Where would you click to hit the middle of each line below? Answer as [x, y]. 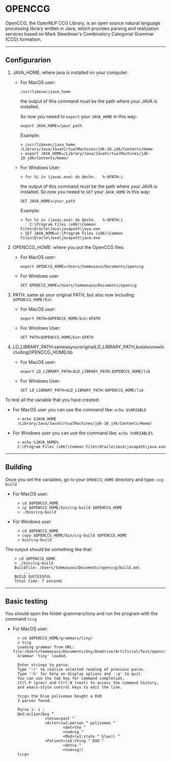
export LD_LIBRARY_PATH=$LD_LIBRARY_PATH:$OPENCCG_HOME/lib [85, 371]
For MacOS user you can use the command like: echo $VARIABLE [79, 409]
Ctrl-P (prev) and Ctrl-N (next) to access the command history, [88, 683]
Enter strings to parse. [44, 665]
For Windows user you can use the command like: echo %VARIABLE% [83, 433]
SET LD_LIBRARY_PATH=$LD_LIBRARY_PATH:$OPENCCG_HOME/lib [82, 390]
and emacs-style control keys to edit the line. [70, 687]
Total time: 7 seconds [38, 581]
